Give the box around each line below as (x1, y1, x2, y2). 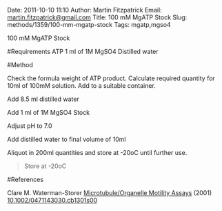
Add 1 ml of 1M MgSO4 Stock (7, 109, 90, 116)
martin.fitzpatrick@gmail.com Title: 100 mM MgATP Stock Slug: (7, 13, 188, 21)
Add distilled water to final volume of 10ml (7, 135, 126, 143)
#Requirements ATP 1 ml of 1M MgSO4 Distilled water (7, 48, 159, 55)
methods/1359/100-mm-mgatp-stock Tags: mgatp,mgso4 (7, 21, 171, 28)
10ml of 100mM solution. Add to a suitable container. (7, 82, 157, 89)
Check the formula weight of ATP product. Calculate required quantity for (7, 74, 215, 82)
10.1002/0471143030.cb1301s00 (7, 196, 98, 204)
